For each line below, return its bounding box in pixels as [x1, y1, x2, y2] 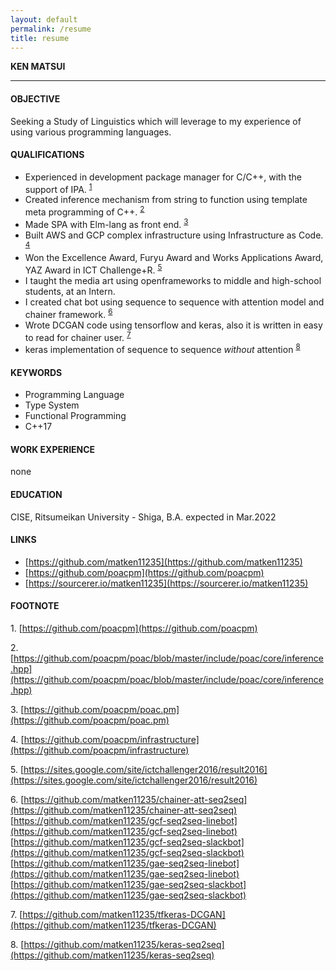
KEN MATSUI [10, 61, 66, 73]
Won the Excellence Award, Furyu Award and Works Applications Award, [24, 252, 324, 264]
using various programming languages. [10, 126, 172, 138]
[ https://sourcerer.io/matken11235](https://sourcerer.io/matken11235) [24, 577, 309, 589]
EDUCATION [10, 489, 63, 501]
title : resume [10, 33, 70, 43]
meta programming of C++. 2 [24, 204, 145, 218]
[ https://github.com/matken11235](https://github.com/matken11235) [24, 556, 303, 568]
